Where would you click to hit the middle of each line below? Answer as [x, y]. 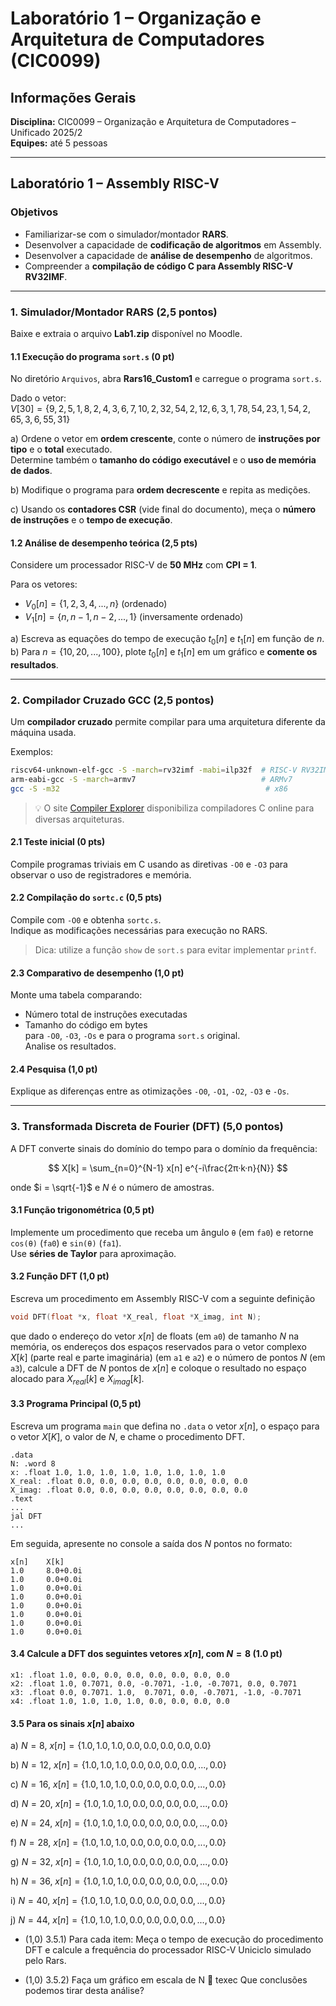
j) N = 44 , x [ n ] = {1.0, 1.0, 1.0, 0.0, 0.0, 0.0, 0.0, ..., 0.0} [118, 1920]
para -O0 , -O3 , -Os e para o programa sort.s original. [132, 1036]
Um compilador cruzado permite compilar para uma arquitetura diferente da [168, 721]
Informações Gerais [73, 97]
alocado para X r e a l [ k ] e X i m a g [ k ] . [77, 1379]
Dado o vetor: [38, 398]
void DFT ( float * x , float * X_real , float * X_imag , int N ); [136, 1317]
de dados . [31, 471]
